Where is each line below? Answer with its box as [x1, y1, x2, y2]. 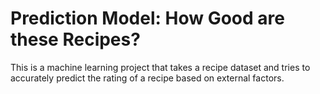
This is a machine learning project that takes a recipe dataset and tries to [10, 61, 311, 73]
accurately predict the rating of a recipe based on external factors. [10, 72, 285, 84]
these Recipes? [10, 28, 141, 51]
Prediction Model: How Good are [10, 7, 285, 30]
